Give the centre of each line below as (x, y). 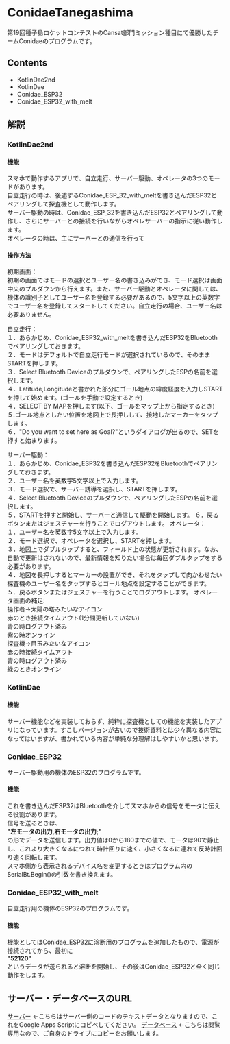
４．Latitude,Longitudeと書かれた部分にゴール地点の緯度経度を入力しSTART (115, 389)
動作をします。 (28, 975)
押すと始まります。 (34, 441)
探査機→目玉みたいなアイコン (49, 644)
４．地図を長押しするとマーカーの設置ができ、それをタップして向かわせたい (115, 575)
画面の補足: (29, 600)
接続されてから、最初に (40, 950)
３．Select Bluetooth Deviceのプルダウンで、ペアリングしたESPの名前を (110, 372)
